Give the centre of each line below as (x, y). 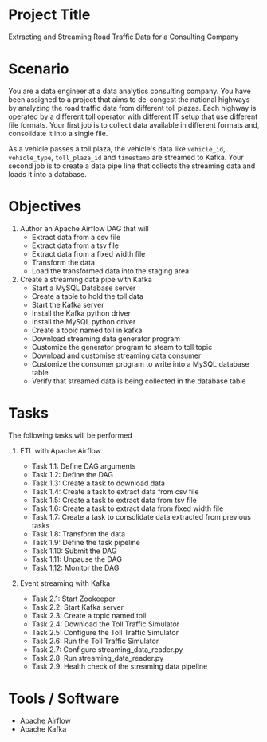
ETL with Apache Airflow (61, 450)
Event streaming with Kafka (65, 583)
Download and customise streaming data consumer (116, 355)
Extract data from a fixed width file (88, 253)
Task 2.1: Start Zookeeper (73, 599)
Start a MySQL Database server (84, 288)
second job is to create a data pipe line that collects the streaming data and (132, 166)
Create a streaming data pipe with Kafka (86, 279)
